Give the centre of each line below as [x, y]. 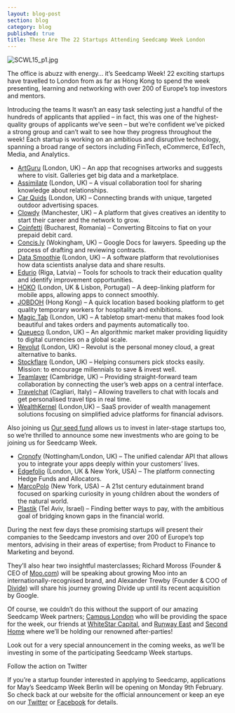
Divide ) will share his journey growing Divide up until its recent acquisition [114, 588]
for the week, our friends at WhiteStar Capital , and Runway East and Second [117, 624]
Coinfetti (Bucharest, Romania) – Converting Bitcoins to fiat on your [114, 228]
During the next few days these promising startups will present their [105, 530]
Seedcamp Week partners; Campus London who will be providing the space [117, 617]
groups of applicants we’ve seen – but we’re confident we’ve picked [127, 124]
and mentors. [26, 96]
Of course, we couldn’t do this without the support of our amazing [103, 609]
